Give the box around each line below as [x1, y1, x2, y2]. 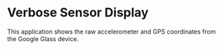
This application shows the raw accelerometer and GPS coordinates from [7, 27, 216, 36]
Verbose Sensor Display [7, 5, 149, 21]
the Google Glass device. [7, 34, 79, 42]
